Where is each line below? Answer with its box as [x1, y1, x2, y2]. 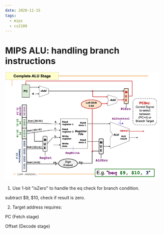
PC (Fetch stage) [5, 214, 39, 220]
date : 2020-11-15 [5, 8, 41, 13]
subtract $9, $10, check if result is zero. [5, 195, 85, 201]
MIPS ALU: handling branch [5, 45, 120, 56]
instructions [5, 55, 56, 67]
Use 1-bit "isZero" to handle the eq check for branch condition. [12, 185, 140, 191]
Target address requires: [12, 204, 62, 210]
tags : [5, 13, 16, 18]
